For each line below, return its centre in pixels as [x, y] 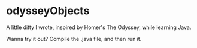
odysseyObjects [48, 11]
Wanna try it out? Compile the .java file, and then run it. [74, 39]
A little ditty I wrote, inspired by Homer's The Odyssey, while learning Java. [99, 27]
